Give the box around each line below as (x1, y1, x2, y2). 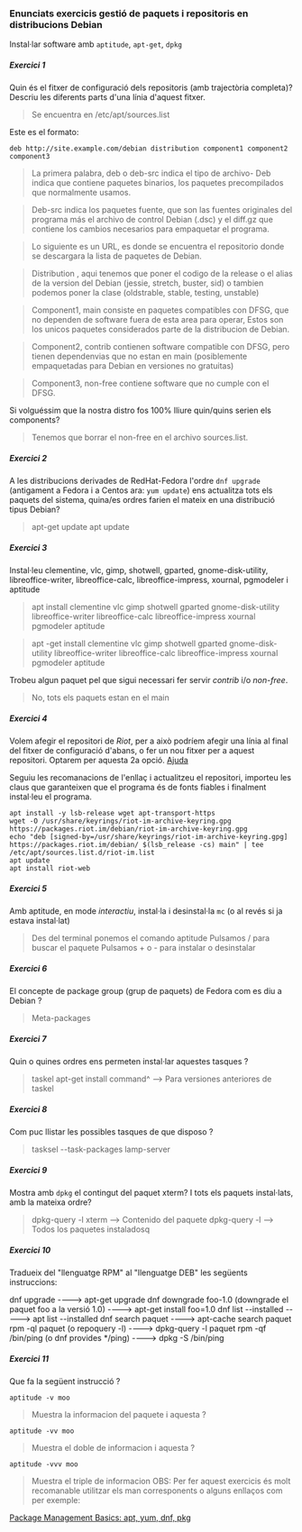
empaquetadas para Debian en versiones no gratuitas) (31, 360, 234, 371)
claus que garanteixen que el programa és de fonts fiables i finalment (9, 782, 267, 793)
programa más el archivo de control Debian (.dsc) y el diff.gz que (31, 214, 273, 225)
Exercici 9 (9, 1164, 48, 1175)
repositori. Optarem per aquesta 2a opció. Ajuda (9, 755, 189, 766)
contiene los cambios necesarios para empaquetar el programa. (31, 223, 270, 234)
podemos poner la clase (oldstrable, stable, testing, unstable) (31, 287, 260, 298)
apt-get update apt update (31, 522, 130, 533)
